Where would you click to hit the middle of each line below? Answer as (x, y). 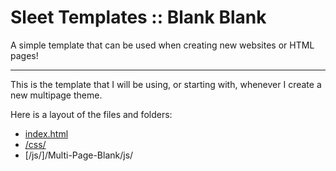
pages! (24, 55)
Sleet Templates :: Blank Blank (138, 17)
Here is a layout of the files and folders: (91, 114)
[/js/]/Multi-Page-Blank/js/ (79, 155)
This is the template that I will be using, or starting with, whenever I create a (166, 84)
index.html (46, 133)
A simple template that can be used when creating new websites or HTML (162, 45)
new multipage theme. (56, 95)
